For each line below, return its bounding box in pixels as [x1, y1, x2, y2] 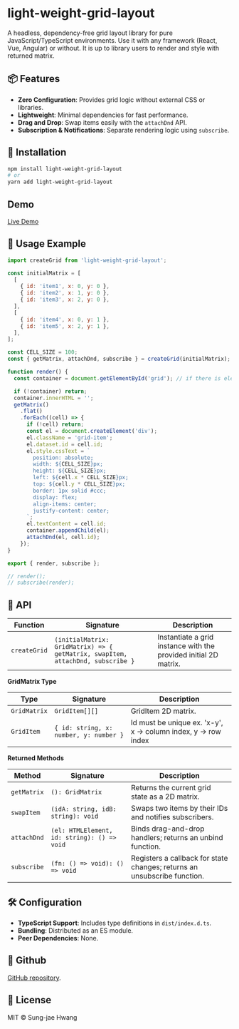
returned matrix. [7, 51, 55, 60]
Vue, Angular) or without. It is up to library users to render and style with [7, 43, 220, 52]
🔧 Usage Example [7, 237, 87, 250]
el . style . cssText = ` [26, 447, 91, 454]
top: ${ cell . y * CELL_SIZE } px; [33, 481, 126, 488]
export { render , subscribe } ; [7, 560, 100, 567]
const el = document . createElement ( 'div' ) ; [26, 428, 158, 435]
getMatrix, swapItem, [54, 650, 128, 658]
